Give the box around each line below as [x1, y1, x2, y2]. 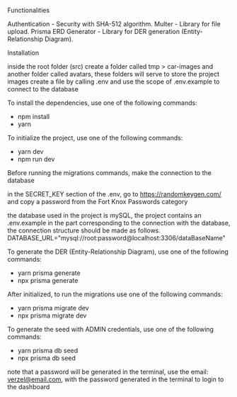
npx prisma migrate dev [17, 311, 87, 320]
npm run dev [17, 155, 55, 163]
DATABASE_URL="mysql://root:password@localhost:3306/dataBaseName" [7, 234, 226, 242]
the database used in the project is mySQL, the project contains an [7, 211, 202, 219]
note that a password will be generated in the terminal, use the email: [7, 368, 209, 376]
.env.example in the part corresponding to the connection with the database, [7, 219, 231, 227]
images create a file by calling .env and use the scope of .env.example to [7, 77, 220, 86]
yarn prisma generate [17, 269, 81, 277]
